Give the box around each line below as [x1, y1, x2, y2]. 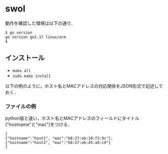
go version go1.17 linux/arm [5, 34, 66, 39]
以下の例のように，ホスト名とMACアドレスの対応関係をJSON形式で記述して [5, 83, 163, 89]
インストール [5, 53, 45, 62]
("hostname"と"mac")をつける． [5, 121, 73, 127]
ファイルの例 [5, 103, 37, 110]
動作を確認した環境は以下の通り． [5, 20, 76, 26]
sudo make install [12, 73, 51, 78]
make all [12, 68, 31, 73]
